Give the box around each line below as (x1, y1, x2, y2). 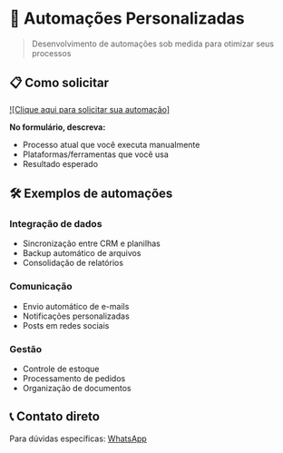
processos (31, 47, 72, 58)
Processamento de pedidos (22, 373, 126, 384)
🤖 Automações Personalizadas (9, 8, 245, 29)
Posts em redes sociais (22, 320, 110, 330)
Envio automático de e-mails (22, 300, 130, 311)
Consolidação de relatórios (22, 258, 124, 269)
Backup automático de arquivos (22, 248, 141, 259)
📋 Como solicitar (9, 75, 110, 91)
